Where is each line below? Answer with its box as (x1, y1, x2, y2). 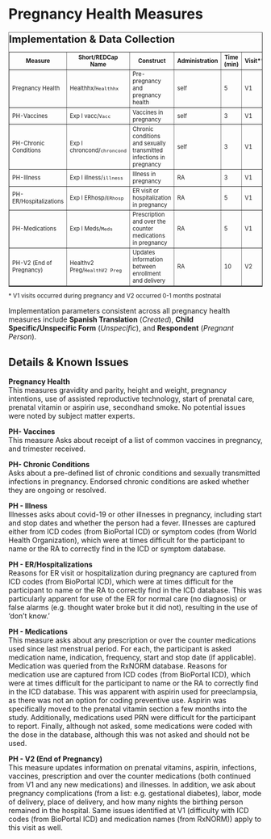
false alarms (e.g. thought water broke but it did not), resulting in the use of (8, 603, 258, 613)
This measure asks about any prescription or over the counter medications (8, 635, 256, 645)
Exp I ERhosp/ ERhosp (69, 194, 124, 202)
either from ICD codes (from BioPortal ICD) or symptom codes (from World (8, 527, 256, 537)
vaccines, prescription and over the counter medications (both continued (8, 771, 252, 781)
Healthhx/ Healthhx (69, 84, 119, 93)
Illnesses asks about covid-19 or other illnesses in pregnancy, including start (8, 510, 262, 520)
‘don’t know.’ (8, 611, 50, 621)
